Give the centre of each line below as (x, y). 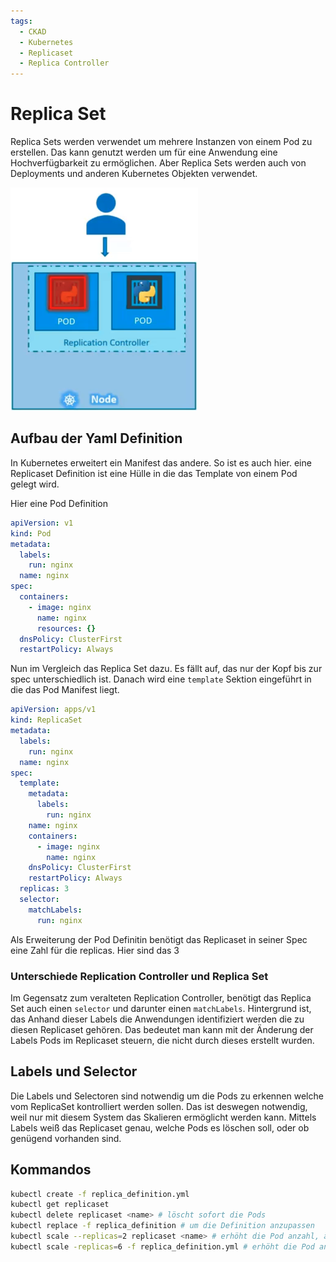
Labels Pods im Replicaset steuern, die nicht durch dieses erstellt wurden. (162, 1040)
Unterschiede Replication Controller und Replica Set (139, 976)
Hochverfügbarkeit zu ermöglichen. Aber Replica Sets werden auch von (158, 163)
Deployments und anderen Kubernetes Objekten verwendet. (134, 174)
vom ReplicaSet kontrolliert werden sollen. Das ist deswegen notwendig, (159, 1106)
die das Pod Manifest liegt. (65, 690)
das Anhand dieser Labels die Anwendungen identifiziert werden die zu (157, 1019)
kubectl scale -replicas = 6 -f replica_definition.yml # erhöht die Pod (162, 1246)
